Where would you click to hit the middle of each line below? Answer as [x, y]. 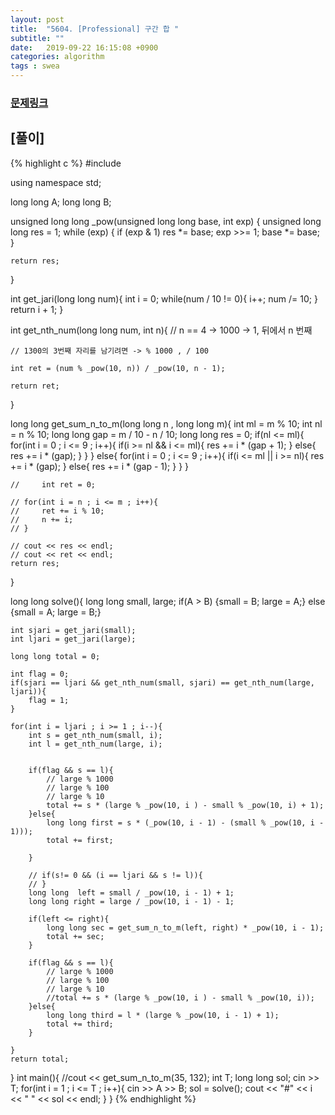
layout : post [37, 19]
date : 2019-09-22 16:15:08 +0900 [84, 47]
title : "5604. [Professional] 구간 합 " [95, 29]
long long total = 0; [55, 656]
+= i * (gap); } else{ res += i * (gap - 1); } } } [100, 466]
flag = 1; [49, 700]
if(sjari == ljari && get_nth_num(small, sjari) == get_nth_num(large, [162, 682]
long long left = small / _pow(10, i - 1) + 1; [131, 892]
